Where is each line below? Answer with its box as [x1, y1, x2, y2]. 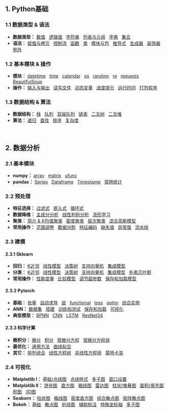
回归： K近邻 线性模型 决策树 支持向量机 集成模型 [12, 263, 126, 269]
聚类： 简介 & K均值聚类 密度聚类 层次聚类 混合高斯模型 [12, 218, 136, 224]
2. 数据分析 [5, 144, 40, 152]
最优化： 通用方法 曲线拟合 [12, 343, 72, 349]
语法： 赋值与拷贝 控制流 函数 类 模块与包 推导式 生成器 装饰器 [12, 40, 161, 46]
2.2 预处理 [5, 192, 31, 199]
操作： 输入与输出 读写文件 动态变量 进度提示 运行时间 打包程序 [12, 84, 157, 90]
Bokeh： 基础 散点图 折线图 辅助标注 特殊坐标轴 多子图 [12, 401, 140, 407]
